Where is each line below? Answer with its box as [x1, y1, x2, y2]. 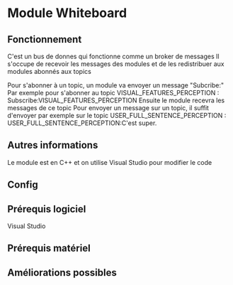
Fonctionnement [7, 33, 82, 45]
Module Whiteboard [7, 5, 127, 21]
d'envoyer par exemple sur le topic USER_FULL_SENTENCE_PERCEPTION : [7, 112, 227, 119]
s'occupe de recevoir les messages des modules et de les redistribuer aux [7, 60, 225, 68]
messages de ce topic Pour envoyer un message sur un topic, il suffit [7, 104, 209, 112]
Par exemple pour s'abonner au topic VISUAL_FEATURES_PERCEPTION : [7, 89, 220, 97]
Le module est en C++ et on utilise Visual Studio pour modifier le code [7, 158, 212, 166]
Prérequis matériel [7, 242, 91, 254]
